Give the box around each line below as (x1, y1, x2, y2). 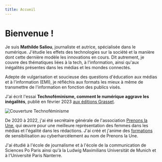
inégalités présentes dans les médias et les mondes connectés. (5, 64, 132, 70)
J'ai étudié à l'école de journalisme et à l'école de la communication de (5, 142, 147, 148)
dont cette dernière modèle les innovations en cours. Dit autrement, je (5, 54, 145, 60)
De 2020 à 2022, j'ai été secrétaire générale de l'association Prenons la (5, 117, 147, 123)
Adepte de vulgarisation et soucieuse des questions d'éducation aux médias (5, 74, 157, 80)
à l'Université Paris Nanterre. (5, 152, 62, 158)
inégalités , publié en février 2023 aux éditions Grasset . (5, 99, 115, 104)
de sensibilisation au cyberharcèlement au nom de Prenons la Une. (5, 133, 139, 138)
